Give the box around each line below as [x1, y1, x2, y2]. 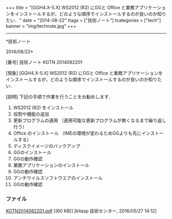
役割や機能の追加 [13, 111, 50, 117]
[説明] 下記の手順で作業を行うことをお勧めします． [6, 94, 113, 100]
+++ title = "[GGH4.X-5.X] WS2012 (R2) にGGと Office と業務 [6, 5, 135, 10]
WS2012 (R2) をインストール [13, 104, 73, 111]
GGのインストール [13, 149, 52, 155]
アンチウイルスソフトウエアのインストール [13, 175, 103, 181]
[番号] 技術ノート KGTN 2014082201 [6, 59, 83, 65]
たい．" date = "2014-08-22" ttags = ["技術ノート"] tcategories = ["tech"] [6, 17, 161, 23]
